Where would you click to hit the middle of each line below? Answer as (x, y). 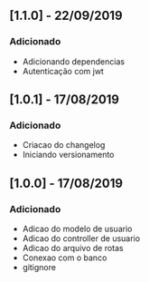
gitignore (39, 267)
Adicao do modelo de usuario (77, 229)
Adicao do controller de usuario (81, 238)
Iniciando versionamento (68, 155)
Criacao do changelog (64, 145)
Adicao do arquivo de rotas (73, 248)
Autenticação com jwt (63, 71)
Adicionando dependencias (73, 61)
